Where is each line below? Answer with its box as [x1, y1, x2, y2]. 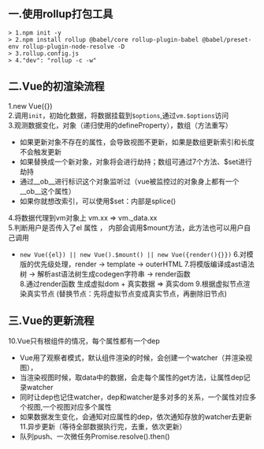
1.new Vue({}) [8, 101, 53, 110]
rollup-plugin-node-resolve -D [22, 43, 125, 50]
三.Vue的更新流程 [8, 314, 95, 328]
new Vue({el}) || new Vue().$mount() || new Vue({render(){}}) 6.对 [19, 249, 247, 258]
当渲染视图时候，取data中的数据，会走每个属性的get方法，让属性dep [19, 373, 244, 382]
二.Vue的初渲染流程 [8, 80, 105, 93]
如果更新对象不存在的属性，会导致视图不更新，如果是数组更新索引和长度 [19, 137, 255, 147]
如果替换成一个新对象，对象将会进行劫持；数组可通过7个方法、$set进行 [19, 157, 252, 166]
